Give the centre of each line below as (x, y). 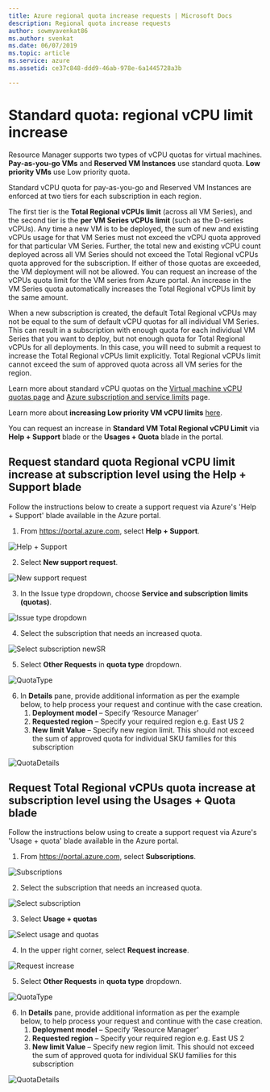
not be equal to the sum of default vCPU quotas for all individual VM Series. (134, 321)
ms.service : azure (39, 61)
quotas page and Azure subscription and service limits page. (109, 397)
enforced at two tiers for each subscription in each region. (105, 196)
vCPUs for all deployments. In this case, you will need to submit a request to (135, 347)
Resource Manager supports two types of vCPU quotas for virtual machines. (135, 155)
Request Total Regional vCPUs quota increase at (132, 788)
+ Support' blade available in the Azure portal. (85, 515)
